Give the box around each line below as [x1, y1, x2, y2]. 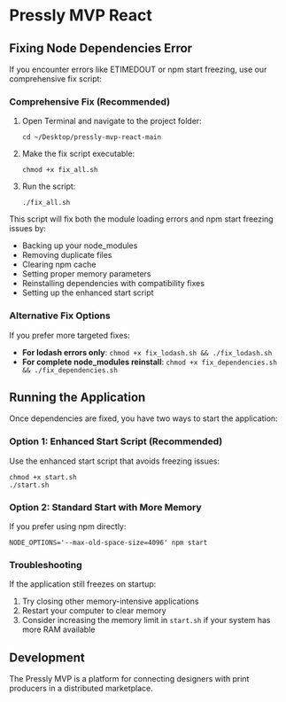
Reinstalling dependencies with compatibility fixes [21, 278, 205, 289]
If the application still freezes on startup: [9, 579, 157, 589]
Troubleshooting [9, 558, 82, 571]
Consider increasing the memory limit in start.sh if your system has [21, 615, 271, 626]
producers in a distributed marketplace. [9, 683, 153, 694]
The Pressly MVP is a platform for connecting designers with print [9, 674, 250, 684]
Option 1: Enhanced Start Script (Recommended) [9, 435, 223, 448]
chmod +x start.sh [9, 472, 77, 481]
